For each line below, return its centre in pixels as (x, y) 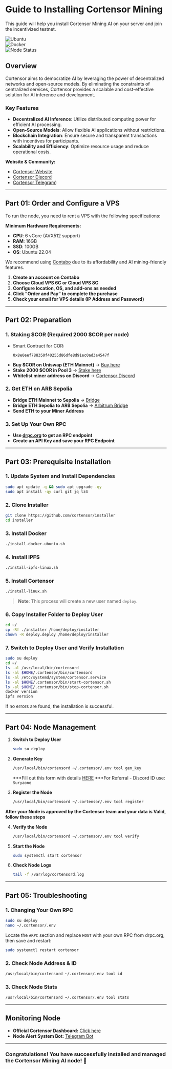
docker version (21, 692)
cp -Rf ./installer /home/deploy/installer (52, 630)
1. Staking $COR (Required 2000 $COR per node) (67, 335)
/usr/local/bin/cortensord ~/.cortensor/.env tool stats (67, 998)
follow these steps (25, 817)
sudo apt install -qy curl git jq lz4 (47, 491)
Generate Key (28, 758)
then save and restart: (28, 940)
